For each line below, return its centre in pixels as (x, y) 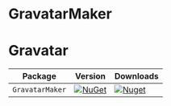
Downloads (136, 76)
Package (39, 76)
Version (91, 76)
